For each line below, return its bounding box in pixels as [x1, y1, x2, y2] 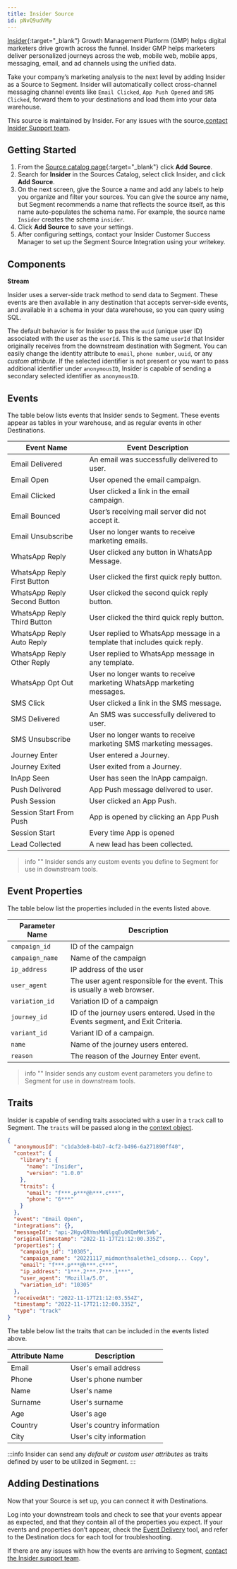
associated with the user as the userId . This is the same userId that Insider [7, 335, 225, 343]
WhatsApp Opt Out [11, 678, 74, 687]
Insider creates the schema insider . [17, 215, 126, 224]
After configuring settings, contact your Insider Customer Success [17, 230, 211, 239]
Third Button [11, 617, 52, 627]
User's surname [70, 1397, 123, 1407]
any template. [89, 657, 135, 667]
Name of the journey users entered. [70, 1039, 188, 1049]
